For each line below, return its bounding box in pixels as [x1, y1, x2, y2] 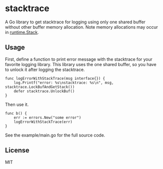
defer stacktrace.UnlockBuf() [14, 88, 75, 94]
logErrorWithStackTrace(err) [14, 119, 73, 124]
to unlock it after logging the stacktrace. [5, 67, 85, 72]
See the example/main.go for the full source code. [5, 132, 105, 138]
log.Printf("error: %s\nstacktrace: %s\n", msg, [14, 80, 114, 85]
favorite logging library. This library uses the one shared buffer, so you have [5, 61, 157, 67]
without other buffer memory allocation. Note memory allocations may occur [5, 24, 158, 30]
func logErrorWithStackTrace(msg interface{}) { [5, 76, 105, 81]
